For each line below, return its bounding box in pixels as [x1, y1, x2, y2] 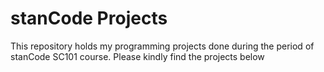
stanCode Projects [10, 7, 168, 30]
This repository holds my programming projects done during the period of [10, 40, 315, 52]
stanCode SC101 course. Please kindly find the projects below [10, 50, 265, 62]
